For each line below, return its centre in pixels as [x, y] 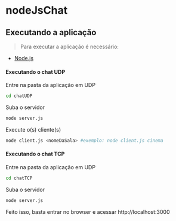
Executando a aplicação [51, 32]
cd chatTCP [19, 178]
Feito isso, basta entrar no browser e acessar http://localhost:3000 [88, 211]
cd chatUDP [19, 96]
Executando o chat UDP [35, 71]
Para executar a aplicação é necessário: [69, 46]
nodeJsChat [37, 10]
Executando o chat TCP [35, 154]
